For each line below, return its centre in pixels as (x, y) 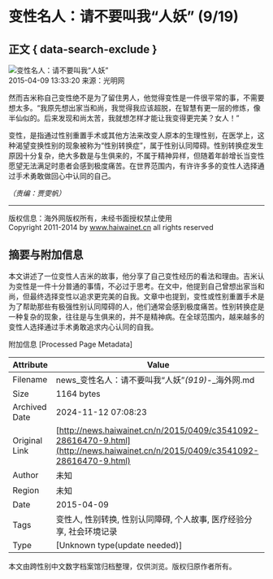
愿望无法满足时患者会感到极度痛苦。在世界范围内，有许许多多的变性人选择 (133, 166)
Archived (30, 407)
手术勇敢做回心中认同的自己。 (65, 176)
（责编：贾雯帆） (37, 193)
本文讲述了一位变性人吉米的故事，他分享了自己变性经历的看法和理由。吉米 (133, 276)
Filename (30, 379)
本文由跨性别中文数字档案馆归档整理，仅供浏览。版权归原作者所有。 (122, 566)
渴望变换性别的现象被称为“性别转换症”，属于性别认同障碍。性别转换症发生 (139, 146)
